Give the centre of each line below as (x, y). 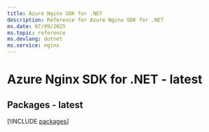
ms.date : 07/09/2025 (37, 26)
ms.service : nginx (33, 45)
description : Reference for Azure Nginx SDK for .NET (86, 20)
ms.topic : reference (37, 33)
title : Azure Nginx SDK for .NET (55, 13)
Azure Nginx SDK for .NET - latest (105, 79)
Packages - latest (45, 105)
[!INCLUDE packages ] (38, 121)
